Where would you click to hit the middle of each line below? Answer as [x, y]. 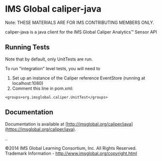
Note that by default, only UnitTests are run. [49, 59]
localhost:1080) [28, 83]
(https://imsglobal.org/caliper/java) [40, 129]
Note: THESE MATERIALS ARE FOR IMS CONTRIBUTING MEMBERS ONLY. [80, 22]
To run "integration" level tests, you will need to [53, 68]
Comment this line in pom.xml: [42, 88]
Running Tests [27, 47]
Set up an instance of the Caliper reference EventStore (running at [79, 78]
